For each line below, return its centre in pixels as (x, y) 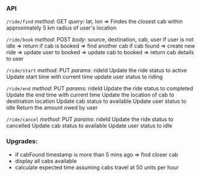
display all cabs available (46, 161)
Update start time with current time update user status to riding (85, 77)
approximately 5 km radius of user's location (61, 28)
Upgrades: (22, 141)
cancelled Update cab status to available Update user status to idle (89, 126)
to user (15, 59)
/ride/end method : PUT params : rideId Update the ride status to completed (100, 88)
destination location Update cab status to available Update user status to (96, 101)
